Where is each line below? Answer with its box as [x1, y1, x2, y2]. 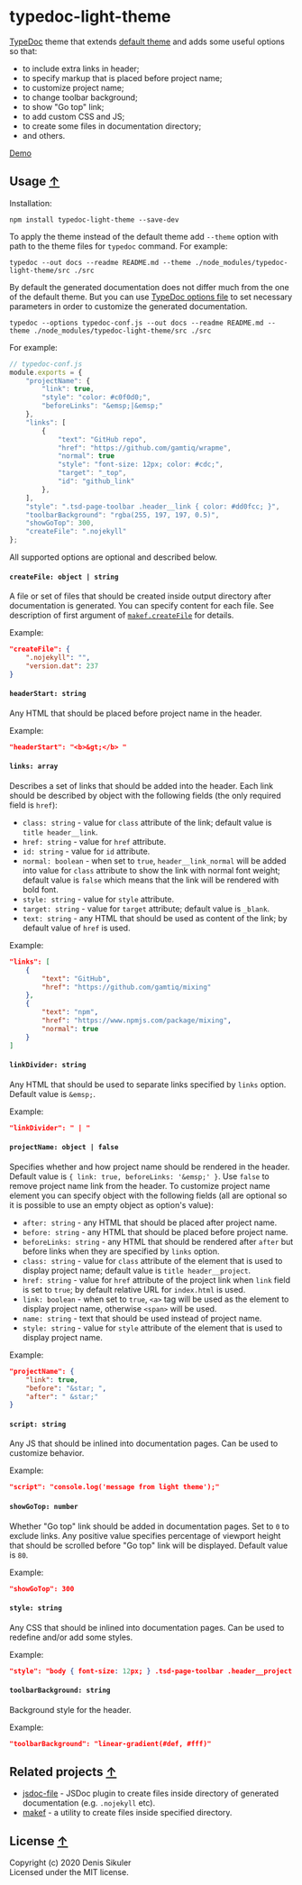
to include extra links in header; [22, 63, 140, 74]
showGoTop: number [9, 1502, 78, 1511]
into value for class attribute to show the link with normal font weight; [22, 865, 281, 875]
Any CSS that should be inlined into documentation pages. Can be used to [9, 1622, 285, 1633]
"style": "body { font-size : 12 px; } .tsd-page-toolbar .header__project [9, 1666, 293, 1676]
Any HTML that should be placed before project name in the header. [9, 708, 262, 718]
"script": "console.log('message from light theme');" [9, 1483, 220, 1492]
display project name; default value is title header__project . [22, 1265, 251, 1276]
